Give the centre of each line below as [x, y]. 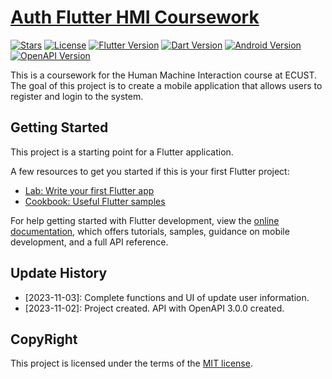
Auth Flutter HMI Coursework [135, 17]
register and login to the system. [77, 96]
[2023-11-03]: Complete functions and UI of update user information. [167, 297]
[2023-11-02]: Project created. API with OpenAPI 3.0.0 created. [154, 308]
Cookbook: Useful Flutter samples [95, 201]
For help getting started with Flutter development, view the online [145, 220]
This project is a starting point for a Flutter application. [122, 152]
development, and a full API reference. [89, 242]
